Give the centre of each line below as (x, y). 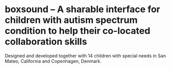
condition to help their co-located (78, 31)
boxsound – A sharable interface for (83, 9)
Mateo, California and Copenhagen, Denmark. (53, 61)
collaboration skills (46, 42)
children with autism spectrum (71, 20)
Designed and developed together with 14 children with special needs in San (85, 56)
